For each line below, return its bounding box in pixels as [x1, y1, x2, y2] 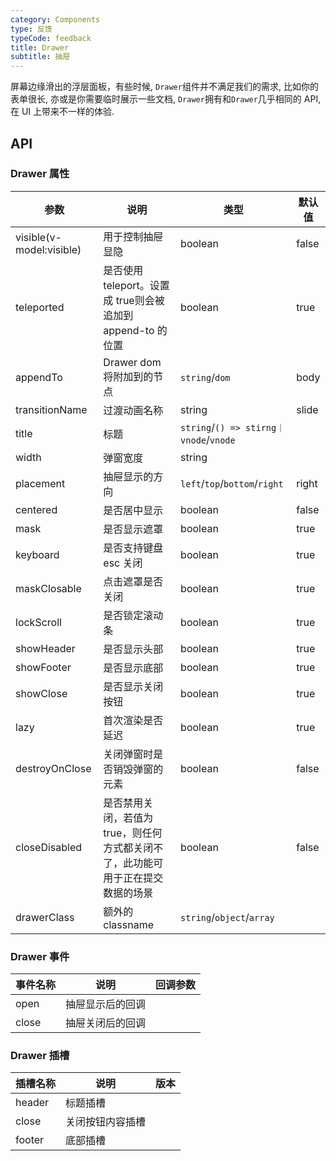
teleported [15, 300, 65, 314]
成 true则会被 [103, 293, 165, 307]
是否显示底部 [103, 661, 164, 675]
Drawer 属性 [10, 167, 70, 181]
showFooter [15, 660, 72, 674]
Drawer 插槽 [10, 1049, 70, 1063]
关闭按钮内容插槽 [65, 1115, 147, 1129]
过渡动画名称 [103, 403, 164, 417]
